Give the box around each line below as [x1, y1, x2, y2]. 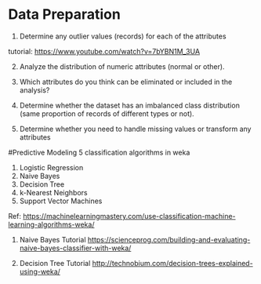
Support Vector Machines [19, 196, 103, 206]
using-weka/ [19, 267, 61, 276]
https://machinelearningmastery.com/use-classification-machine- [23, 211, 237, 220]
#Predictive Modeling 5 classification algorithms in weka [8, 147, 190, 157]
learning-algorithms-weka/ [8, 220, 95, 229]
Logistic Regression [19, 162, 84, 172]
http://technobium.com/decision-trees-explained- [92, 258, 253, 268]
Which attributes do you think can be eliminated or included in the [19, 77, 233, 86]
